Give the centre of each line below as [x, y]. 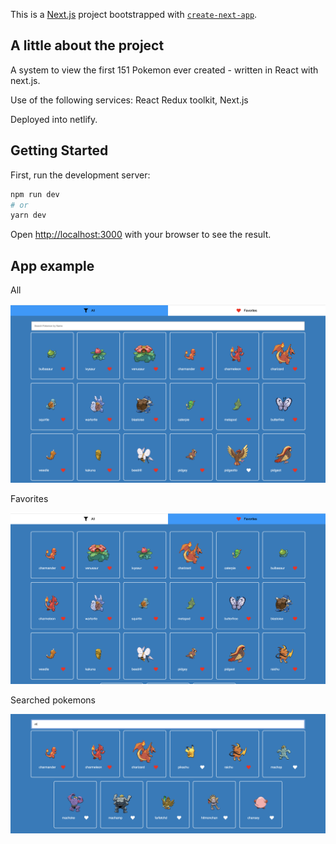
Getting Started [59, 150]
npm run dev [35, 194]
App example [52, 265]
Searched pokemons [53, 700]
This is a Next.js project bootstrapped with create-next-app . [134, 14]
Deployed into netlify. [54, 119]
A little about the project [87, 45]
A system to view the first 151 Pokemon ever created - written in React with [164, 70]
